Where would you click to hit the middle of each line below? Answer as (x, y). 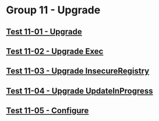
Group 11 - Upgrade (53, 10)
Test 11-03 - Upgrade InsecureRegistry (78, 71)
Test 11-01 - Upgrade (44, 32)
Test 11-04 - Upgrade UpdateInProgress (79, 91)
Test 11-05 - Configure (47, 111)
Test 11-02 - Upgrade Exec (55, 51)
